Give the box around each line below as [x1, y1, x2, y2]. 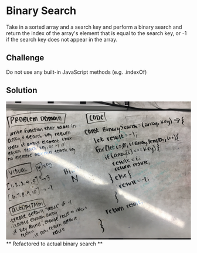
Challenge [6, 53, 45, 63]
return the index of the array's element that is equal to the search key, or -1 [6, 29, 187, 36]
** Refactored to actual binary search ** [6, 240, 103, 247]
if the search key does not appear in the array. [6, 36, 118, 43]
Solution [6, 86, 38, 95]
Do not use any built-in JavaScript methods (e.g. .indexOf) [6, 69, 147, 76]
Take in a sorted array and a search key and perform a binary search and [6, 23, 182, 30]
